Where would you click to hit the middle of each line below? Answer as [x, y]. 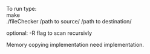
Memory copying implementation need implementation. [75, 45]
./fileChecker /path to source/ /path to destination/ [69, 21]
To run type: [21, 9]
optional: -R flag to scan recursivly [49, 33]
